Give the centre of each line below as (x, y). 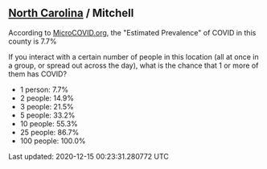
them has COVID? (37, 74)
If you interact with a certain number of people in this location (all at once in (133, 56)
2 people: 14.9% (47, 98)
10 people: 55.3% (49, 123)
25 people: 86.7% (49, 132)
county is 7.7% (33, 41)
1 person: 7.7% (44, 89)
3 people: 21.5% (47, 106)
